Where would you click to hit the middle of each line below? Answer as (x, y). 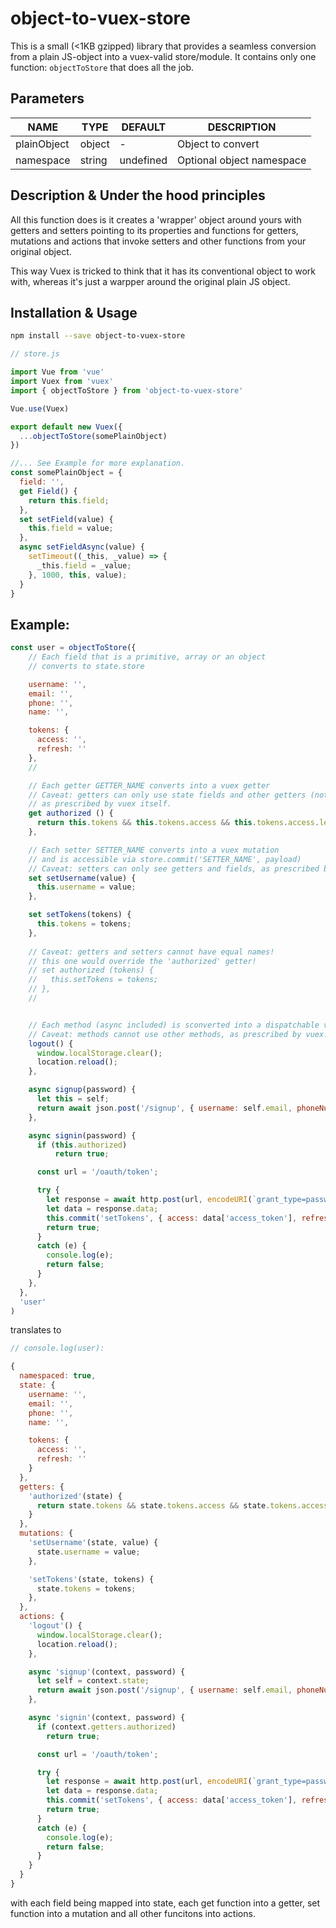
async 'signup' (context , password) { (107, 1672)
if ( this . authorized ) (82, 1145)
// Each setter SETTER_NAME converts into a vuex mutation (154, 850)
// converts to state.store (86, 666)
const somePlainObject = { (66, 473)
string (93, 160)
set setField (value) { (66, 519)
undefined (143, 160)
